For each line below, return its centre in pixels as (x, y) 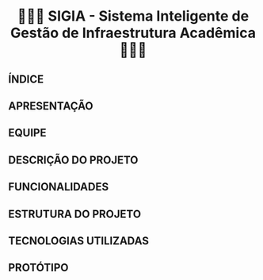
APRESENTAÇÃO (51, 106)
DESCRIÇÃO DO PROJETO (73, 160)
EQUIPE (27, 133)
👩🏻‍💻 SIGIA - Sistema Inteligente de (133, 16)
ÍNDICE (26, 79)
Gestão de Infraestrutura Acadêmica (133, 33)
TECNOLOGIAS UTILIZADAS (78, 241)
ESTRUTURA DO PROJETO (74, 214)
